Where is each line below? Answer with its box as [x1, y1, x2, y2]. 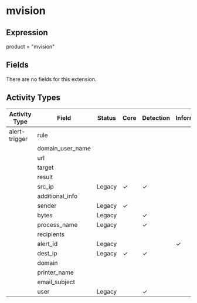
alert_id [37, 240, 58, 248]
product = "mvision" [6, 43, 55, 50]
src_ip [37, 182, 54, 190]
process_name [37, 220, 78, 228]
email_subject [37, 278, 75, 286]
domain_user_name [37, 144, 91, 152]
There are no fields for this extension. [6, 75, 97, 83]
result [37, 173, 53, 181]
